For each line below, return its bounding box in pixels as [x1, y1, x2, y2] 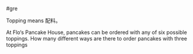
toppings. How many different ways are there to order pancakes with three [6, 35, 188, 42]
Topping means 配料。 [6, 17, 61, 24]
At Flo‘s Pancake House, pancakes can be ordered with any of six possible [6, 29, 187, 36]
